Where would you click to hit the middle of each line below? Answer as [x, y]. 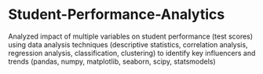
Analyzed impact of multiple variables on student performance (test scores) [131, 36]
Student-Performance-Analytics [117, 15]
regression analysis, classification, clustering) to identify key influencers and [132, 53]
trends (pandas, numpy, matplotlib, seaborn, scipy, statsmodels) [112, 61]
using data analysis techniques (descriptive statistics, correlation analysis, [128, 44]
